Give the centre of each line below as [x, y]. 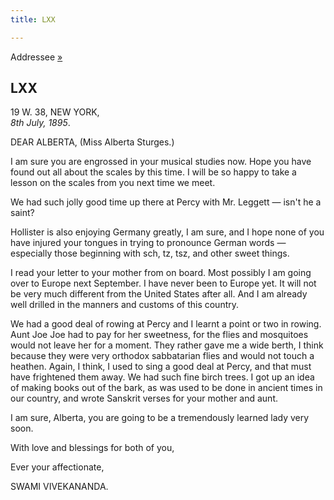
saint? [22, 213]
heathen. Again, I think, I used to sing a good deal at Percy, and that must [161, 367]
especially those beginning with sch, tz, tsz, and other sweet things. [150, 253]
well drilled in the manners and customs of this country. [125, 305]
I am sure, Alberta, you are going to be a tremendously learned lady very [160, 418]
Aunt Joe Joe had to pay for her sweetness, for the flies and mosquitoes [159, 335]
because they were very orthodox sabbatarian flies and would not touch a [162, 356]
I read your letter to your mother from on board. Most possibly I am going [161, 273]
